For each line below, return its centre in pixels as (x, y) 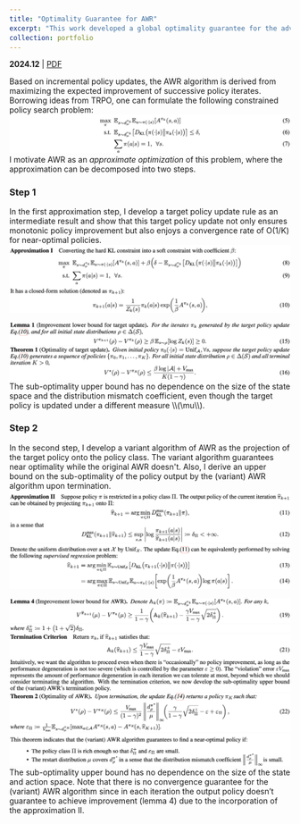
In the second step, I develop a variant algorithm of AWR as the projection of (150, 448)
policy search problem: (51, 110)
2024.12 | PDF (36, 64)
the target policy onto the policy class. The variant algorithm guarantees (142, 457)
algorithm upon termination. (60, 485)
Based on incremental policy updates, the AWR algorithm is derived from (143, 81)
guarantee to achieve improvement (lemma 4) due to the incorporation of (144, 801)
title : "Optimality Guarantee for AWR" (83, 19)
